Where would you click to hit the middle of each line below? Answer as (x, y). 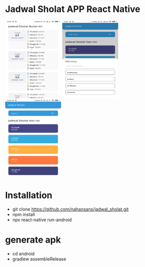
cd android (23, 254)
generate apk (33, 240)
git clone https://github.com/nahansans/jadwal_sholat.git (71, 209)
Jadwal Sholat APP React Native (73, 9)
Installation (29, 196)
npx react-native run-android (42, 220)
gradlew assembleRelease (39, 259)
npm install (24, 214)
